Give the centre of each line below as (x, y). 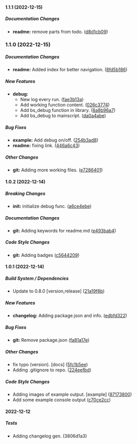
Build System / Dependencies (37, 278)
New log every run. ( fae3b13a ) (52, 100)
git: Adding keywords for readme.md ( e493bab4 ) (64, 230)
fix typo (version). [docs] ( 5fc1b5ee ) (50, 365)
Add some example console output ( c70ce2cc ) (62, 400)
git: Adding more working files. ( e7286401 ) (58, 170)
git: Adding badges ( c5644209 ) (46, 255)
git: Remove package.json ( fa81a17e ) (51, 340)
